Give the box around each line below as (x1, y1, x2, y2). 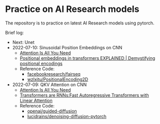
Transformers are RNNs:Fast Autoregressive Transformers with (19, 92, 149, 98)
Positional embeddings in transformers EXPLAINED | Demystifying (19, 55, 156, 61)
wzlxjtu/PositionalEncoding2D (27, 76, 88, 82)
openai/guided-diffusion (27, 108, 77, 114)
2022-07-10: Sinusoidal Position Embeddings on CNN (12, 44, 123, 50)
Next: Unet (12, 39, 35, 45)
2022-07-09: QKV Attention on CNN (12, 81, 87, 88)
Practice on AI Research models (5, 3, 140, 15)
